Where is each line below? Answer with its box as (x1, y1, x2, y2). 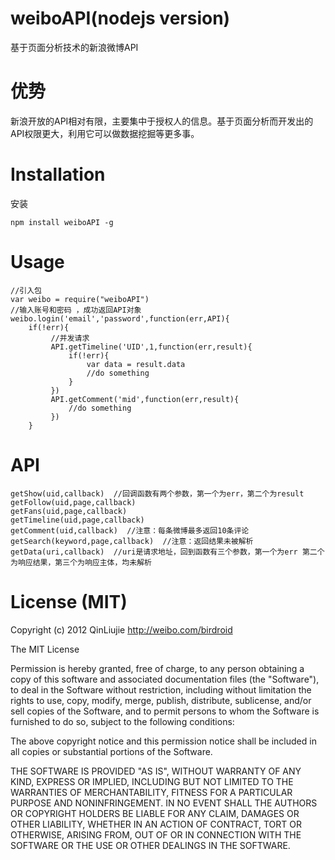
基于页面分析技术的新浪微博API (10, 41, 139, 53)
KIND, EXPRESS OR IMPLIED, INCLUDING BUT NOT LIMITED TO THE (10, 775, 294, 787)
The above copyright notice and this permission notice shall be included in (10, 735, 317, 747)
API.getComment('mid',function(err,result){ (50, 394, 240, 404)
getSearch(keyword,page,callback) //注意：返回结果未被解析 (10, 536, 254, 546)
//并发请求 (50, 333, 90, 343)
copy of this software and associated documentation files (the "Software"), (10, 673, 320, 685)
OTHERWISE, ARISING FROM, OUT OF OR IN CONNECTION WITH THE (10, 828, 302, 841)
